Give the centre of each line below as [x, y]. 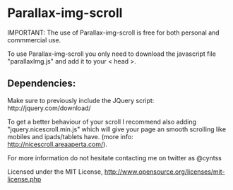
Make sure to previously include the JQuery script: [81, 100]
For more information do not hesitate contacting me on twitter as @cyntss [115, 158]
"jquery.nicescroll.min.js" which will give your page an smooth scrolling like [117, 129]
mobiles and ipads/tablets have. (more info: [70, 136]
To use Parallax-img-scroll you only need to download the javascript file [112, 54]
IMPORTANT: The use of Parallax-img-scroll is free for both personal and [114, 32]
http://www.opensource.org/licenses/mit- [165, 172]
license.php [24, 179]
